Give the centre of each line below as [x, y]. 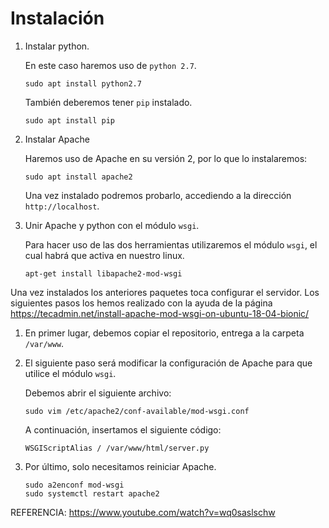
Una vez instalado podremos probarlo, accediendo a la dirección [158, 195]
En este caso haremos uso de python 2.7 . [110, 65]
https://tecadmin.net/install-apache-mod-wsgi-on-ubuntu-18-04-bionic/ [160, 313]
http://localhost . [62, 206]
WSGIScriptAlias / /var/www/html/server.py [117, 448]
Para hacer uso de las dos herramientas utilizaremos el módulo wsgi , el [171, 244]
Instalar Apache [57, 139]
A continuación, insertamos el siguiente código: [123, 429]
